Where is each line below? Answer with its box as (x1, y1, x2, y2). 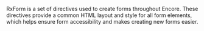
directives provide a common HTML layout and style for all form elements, (6, 12, 192, 19)
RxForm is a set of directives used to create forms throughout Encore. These (6, 5, 199, 12)
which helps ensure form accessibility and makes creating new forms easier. (6, 18, 199, 25)
